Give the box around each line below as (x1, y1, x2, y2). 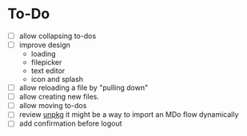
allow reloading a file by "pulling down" (18, 83, 149, 92)
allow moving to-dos (18, 101, 87, 111)
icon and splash (30, 75, 84, 84)
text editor (30, 66, 66, 76)
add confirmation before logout (18, 119, 122, 128)
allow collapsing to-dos (18, 31, 97, 41)
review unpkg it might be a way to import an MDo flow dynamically (18, 110, 239, 119)
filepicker (30, 57, 62, 68)
